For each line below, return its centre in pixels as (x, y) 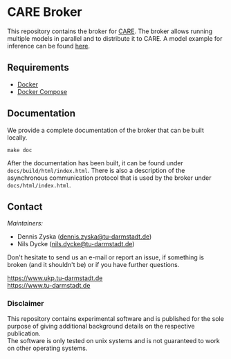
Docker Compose (42, 91)
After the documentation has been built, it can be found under (95, 163)
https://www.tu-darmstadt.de (49, 286)
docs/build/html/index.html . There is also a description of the (96, 170)
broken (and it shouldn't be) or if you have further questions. (93, 265)
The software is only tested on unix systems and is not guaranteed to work (113, 340)
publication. (24, 333)
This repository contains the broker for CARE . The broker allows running (110, 31)
